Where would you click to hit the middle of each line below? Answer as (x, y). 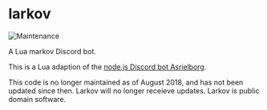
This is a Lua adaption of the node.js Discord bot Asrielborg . (107, 67)
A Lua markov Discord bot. (52, 51)
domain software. (37, 99)
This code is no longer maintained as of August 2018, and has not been (126, 82)
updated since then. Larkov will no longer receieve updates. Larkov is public (134, 90)
